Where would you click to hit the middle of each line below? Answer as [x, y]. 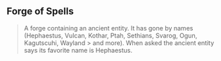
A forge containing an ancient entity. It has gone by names [108, 28]
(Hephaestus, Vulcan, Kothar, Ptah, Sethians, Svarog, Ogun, [110, 35]
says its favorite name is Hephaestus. [78, 50]
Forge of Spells [40, 11]
